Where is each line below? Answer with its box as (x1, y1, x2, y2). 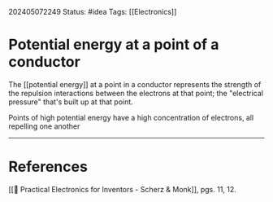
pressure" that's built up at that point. (8, 97, 134, 107)
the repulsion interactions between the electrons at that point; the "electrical (8, 88, 264, 98)
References (8, 158, 88, 176)
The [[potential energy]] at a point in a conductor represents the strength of (8, 79, 262, 89)
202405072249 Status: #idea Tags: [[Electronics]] (8, 7, 177, 16)
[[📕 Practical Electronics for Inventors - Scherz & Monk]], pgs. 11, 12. (8, 184, 237, 194)
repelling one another (8, 121, 80, 131)
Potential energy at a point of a (8, 36, 219, 54)
